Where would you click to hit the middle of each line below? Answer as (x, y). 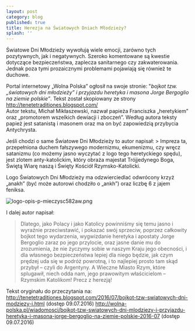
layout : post (22, 11)
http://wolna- (111, 304)
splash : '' (19, 33)
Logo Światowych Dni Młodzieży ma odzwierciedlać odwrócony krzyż (90, 178)
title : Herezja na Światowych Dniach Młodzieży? (66, 28)
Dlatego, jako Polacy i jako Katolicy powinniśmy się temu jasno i (97, 224)
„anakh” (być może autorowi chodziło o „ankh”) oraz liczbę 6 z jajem (88, 184)
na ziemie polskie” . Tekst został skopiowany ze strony (71, 99)
